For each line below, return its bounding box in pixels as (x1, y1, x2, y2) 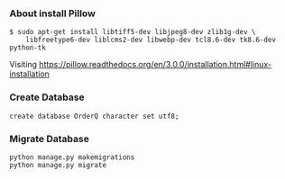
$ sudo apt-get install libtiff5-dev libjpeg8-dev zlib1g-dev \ (9, 28, 256, 37)
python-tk (9, 43, 47, 52)
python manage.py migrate (9, 160, 106, 169)
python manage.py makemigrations (9, 152, 135, 162)
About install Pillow (9, 7, 97, 20)
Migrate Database (9, 132, 90, 145)
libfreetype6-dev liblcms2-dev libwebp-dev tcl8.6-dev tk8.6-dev (25, 35, 277, 45)
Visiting (9, 59, 38, 70)
